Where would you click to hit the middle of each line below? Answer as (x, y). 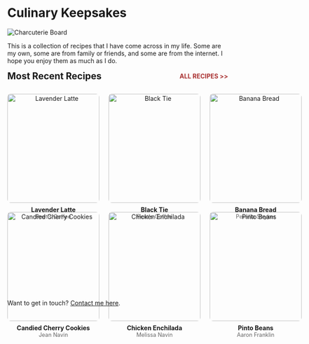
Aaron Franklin (256, 335)
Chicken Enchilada (154, 328)
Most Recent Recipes (55, 76)
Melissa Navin (154, 335)
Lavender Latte (53, 209)
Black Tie (154, 209)
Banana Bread (255, 209)
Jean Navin (53, 335)
